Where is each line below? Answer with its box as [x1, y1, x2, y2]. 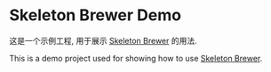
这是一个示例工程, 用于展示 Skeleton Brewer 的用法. [9, 35, 197, 46]
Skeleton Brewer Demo [9, 5, 182, 25]
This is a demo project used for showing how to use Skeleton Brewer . [9, 53, 263, 63]
